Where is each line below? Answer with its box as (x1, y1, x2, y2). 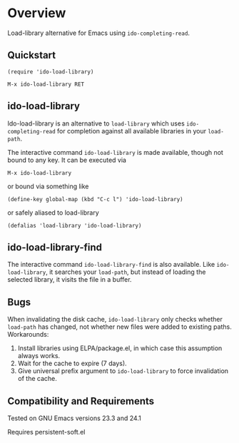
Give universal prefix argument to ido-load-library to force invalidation (17, 367, 229, 375)
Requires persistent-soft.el (7, 428, 86, 436)
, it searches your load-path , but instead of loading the (45, 268, 206, 276)
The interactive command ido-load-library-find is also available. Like (7, 260, 215, 269)
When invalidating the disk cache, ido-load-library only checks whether (7, 315, 223, 324)
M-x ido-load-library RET (7, 81, 84, 88)
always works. (17, 352, 61, 360)
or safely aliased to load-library (7, 208, 100, 217)
